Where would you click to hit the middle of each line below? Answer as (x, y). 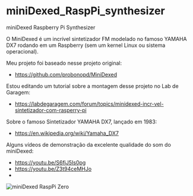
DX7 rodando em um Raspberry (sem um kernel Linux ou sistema (86, 45)
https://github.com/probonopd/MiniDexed (66, 74)
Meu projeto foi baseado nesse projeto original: (64, 63)
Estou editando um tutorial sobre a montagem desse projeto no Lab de (93, 86)
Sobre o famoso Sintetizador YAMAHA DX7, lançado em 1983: (82, 121)
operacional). (22, 51)
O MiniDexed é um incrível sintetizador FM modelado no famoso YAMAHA (96, 39)
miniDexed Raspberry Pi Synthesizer (51, 27)
